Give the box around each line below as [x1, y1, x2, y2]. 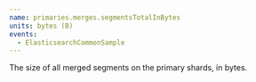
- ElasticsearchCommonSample [17, 37, 125, 47]
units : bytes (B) [9, 21, 74, 30]
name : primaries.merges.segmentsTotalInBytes [9, 12, 180, 22]
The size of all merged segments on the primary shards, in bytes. [9, 62, 248, 73]
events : [9, 29, 38, 38]
